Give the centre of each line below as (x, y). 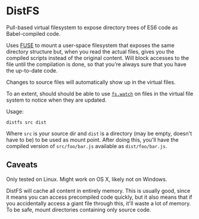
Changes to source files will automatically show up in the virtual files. (91, 82)
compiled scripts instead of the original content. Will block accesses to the (98, 58)
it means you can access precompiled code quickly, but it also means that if (99, 197)
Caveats (22, 165)
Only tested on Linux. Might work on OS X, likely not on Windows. (87, 179)
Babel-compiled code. (33, 33)
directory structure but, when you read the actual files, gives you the (90, 51)
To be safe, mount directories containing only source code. (79, 209)
